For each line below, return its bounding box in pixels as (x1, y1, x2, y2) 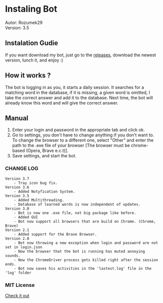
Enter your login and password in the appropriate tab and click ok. (12, 127, 145, 133)
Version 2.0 (5, 236, 29, 241)
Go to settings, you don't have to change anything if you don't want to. (12, 132, 155, 138)
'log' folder (5, 270, 32, 275)
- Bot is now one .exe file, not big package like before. (14, 210, 137, 216)
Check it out (5, 292, 30, 299)
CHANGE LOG (5, 165, 39, 172)
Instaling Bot (5, 3, 58, 15)
